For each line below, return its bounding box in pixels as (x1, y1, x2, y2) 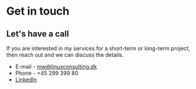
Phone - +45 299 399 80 (15, 69, 78, 77)
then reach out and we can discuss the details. (6, 51, 124, 59)
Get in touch (6, 4, 70, 18)
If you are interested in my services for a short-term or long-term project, (6, 44, 191, 52)
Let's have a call (6, 29, 69, 39)
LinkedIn (15, 76, 37, 83)
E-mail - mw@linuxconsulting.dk (15, 63, 97, 70)
